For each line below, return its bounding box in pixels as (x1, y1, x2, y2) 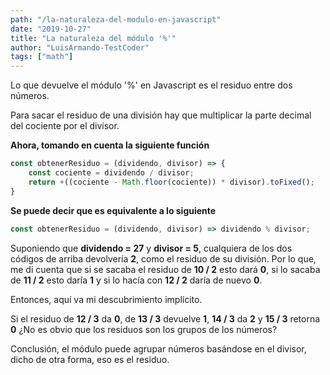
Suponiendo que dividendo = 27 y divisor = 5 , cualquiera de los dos (10, 242, 293, 254)
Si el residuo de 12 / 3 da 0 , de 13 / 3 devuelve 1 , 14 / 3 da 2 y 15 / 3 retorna (10, 312, 321, 325)
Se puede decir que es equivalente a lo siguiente (10, 204, 217, 216)
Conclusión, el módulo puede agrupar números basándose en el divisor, (10, 342, 307, 355)
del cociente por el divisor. (10, 120, 120, 132)
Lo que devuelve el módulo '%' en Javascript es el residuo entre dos (10, 79, 293, 91)
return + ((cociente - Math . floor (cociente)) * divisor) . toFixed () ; (28, 177, 315, 187)
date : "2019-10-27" (10, 24, 92, 34)
